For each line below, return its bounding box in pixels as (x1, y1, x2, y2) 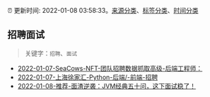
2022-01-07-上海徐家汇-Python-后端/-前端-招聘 (17, 73, 158, 81)
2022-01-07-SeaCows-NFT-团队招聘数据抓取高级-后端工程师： (17, 64, 203, 72)
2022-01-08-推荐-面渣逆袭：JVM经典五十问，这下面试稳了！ (17, 81, 197, 90)
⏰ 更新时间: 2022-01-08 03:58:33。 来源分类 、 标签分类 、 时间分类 (7, 6, 199, 14)
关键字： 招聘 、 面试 (24, 49, 78, 57)
